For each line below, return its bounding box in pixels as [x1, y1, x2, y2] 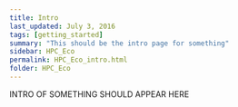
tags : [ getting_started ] [9, 30, 104, 39]
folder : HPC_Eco [9, 64, 71, 73]
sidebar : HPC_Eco [9, 47, 75, 56]
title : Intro [9, 13, 59, 23]
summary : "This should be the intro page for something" [9, 38, 230, 48]
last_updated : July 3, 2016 [9, 22, 116, 31]
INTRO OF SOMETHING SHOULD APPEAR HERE [9, 88, 190, 100]
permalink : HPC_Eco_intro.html [9, 55, 128, 64]
